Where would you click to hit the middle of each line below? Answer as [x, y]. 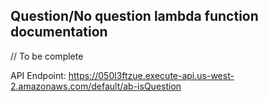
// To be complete [47, 56]
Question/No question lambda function [134, 16]
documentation [59, 32]
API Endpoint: [38, 75]
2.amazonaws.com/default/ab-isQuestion [96, 86]
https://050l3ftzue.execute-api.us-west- [151, 75]
